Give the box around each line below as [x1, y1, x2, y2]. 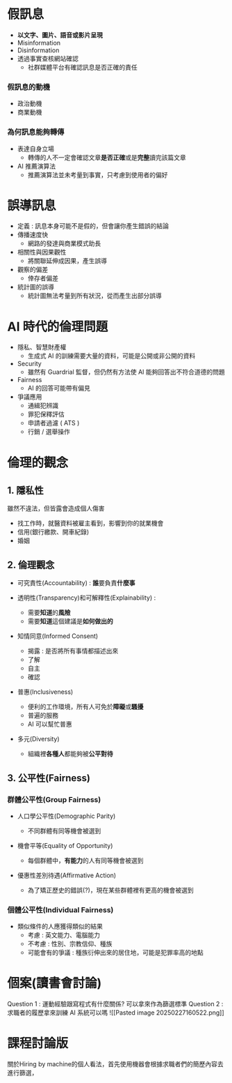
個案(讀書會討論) [7, 976, 102, 991]
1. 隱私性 [7, 484, 44, 496]
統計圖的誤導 [17, 283, 54, 291]
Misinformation [17, 38, 61, 47]
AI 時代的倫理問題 [7, 319, 108, 335]
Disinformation [17, 46, 60, 54]
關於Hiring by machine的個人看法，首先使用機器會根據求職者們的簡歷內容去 [7, 1060, 224, 1068]
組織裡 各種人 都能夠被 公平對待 [27, 750, 113, 758]
